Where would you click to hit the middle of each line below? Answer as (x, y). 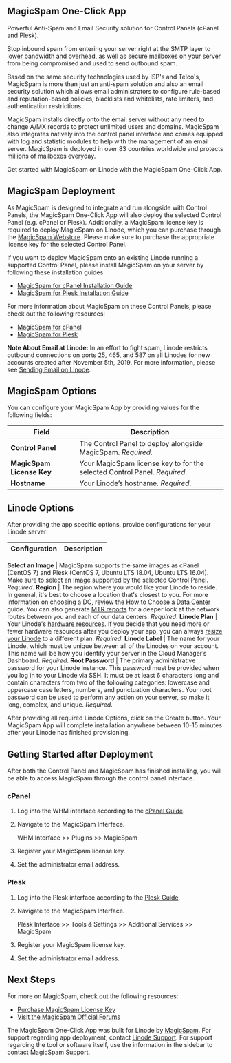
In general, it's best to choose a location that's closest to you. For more (108, 595)
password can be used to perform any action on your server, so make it (108, 697)
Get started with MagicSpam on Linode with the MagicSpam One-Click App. (115, 169)
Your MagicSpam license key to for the (142, 463)
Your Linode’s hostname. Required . (135, 483)
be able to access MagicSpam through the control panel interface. (101, 778)
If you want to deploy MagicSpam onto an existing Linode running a (103, 257)
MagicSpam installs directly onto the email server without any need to (106, 119)
